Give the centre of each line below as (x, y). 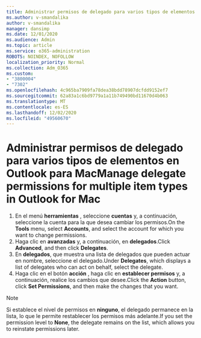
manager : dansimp (28, 29)
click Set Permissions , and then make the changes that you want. (97, 286)
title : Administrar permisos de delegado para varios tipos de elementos (101, 12)
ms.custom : (20, 74)
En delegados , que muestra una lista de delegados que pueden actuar (103, 254)
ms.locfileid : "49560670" (39, 118)
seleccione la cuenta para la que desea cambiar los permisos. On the (100, 222)
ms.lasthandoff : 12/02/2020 (42, 113)
